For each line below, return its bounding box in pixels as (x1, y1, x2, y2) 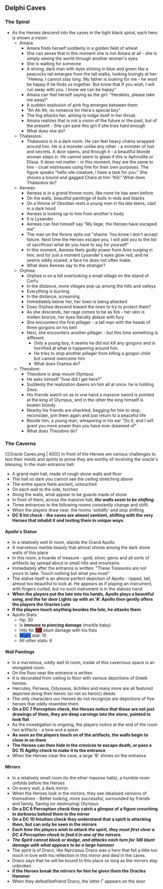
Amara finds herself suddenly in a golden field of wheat (26, 45, 138, 51)
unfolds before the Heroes (12, 780, 65, 786)
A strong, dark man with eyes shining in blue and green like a (26, 66, 149, 72)
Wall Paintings (5, 648, 35, 654)
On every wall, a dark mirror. (12, 785, 69, 791)
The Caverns (5, 440, 36, 447)
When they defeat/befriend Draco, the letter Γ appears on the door (12, 878, 146, 884)
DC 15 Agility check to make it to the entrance (12, 747, 106, 754)
